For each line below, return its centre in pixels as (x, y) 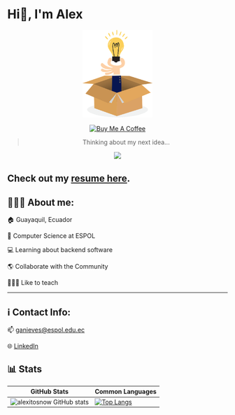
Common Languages (126, 392)
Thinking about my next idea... (126, 142)
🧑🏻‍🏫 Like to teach (33, 283)
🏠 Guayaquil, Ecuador (40, 220)
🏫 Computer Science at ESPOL (51, 236)
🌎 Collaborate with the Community (58, 267)
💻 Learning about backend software (60, 250)
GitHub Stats (49, 392)
